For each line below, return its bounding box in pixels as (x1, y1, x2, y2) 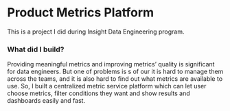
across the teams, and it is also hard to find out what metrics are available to (7, 75, 223, 83)
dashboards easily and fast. (7, 97, 86, 105)
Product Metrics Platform (7, 5, 154, 21)
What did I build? (7, 45, 65, 54)
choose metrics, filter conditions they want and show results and (7, 89, 190, 97)
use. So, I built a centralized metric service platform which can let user (7, 82, 207, 90)
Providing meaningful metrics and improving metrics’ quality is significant (7, 60, 215, 69)
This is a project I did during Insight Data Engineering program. (7, 27, 185, 36)
